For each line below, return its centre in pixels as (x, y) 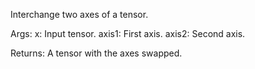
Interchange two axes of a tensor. (79, 14)
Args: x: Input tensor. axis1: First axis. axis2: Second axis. (128, 33)
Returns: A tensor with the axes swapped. (96, 53)
